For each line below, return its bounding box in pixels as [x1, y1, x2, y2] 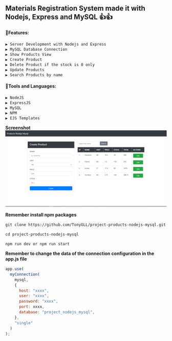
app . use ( [5, 266, 24, 272]
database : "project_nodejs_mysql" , [18, 310, 95, 315]
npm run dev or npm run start [5, 242, 70, 247]
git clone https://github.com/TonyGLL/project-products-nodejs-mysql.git [5, 222, 166, 227]
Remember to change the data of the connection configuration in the [5, 250, 155, 257]
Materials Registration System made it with [5, 4, 146, 13]
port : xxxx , [18, 304, 45, 309]
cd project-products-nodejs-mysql [5, 232, 79, 237]
